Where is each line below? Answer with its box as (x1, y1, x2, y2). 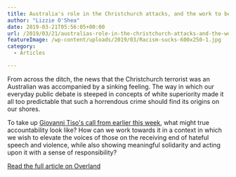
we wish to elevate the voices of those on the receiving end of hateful (7, 133, 209, 141)
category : (7, 43, 37, 50)
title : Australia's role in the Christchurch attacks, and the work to (7, 10, 221, 18)
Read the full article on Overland (7, 162, 101, 170)
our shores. (7, 105, 41, 113)
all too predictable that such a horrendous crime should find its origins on (7, 97, 220, 105)
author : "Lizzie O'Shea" (7, 17, 80, 24)
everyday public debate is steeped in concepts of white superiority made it (7, 89, 224, 98)
